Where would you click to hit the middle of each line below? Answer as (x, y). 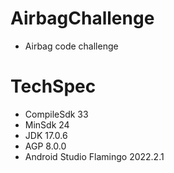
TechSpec (53, 86)
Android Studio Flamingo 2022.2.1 (94, 156)
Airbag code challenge (71, 46)
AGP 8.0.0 (45, 146)
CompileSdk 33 (56, 114)
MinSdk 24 (47, 124)
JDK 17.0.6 (46, 135)
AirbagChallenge (82, 18)
